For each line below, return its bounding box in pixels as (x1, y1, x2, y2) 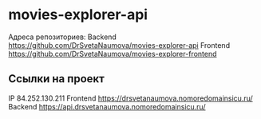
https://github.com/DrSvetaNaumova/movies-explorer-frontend (8, 49, 217, 58)
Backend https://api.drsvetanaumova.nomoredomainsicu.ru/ (8, 101, 206, 111)
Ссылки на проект (8, 72, 105, 85)
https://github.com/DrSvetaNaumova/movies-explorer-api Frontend (8, 40, 230, 50)
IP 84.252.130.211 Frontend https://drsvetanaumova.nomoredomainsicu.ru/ (8, 93, 253, 103)
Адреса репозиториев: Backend (8, 32, 117, 42)
